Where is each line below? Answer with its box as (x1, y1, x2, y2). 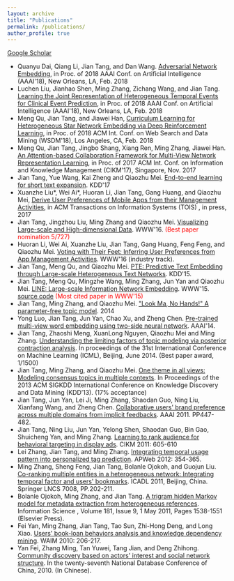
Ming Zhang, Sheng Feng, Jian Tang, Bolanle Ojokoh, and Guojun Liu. (17, 462, 217, 471)
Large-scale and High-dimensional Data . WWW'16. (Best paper (17, 225, 199, 234)
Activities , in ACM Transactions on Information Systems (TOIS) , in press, (17, 203, 227, 211)
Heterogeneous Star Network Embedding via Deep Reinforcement (17, 121, 207, 130)
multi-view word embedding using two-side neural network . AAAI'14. (17, 322, 216, 330)
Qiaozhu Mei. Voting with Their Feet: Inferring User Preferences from (17, 248, 215, 256)
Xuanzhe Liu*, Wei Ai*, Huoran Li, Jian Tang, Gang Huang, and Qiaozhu (17, 188, 221, 197)
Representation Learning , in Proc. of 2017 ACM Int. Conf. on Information (17, 158, 224, 167)
